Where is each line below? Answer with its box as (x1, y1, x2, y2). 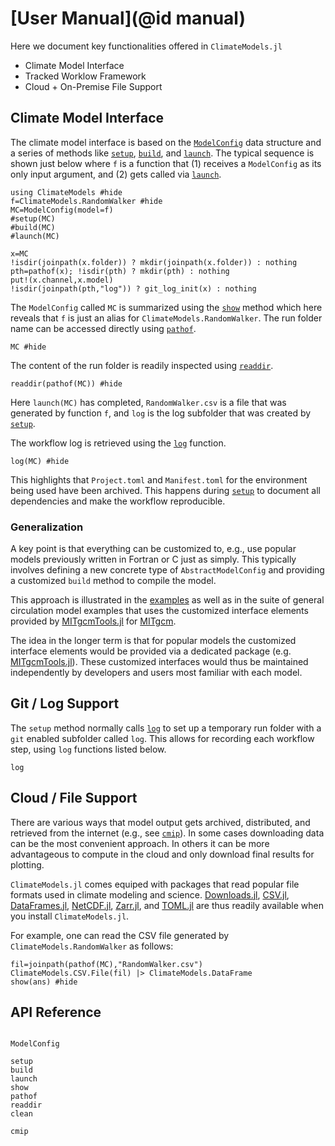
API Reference (10, 1004, 102, 1021)
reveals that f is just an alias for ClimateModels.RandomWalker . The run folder (10, 312, 323, 324)
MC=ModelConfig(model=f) (10, 205, 114, 215)
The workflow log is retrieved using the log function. (10, 437, 227, 449)
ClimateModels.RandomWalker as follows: (10, 940, 174, 952)
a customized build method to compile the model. (10, 575, 217, 587)
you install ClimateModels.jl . (10, 910, 130, 922)
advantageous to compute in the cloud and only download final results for (10, 848, 315, 860)
